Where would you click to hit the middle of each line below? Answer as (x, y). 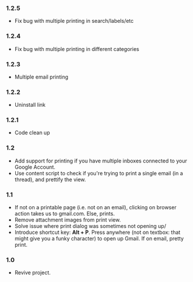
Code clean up (32, 132)
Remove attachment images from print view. (68, 220)
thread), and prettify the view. (50, 179)
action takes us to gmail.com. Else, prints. (65, 214)
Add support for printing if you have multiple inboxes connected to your (101, 161)
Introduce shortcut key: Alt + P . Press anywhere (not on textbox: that (97, 232)
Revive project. (32, 273)
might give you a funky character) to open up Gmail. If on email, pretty (99, 239)
